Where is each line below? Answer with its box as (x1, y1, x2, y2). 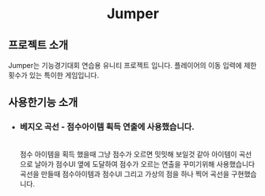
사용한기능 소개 (8, 96, 78, 109)
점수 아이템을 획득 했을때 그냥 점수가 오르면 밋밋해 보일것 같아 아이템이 (19, 149, 237, 159)
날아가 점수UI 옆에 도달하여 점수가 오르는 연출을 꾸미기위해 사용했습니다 (34, 159, 256, 168)
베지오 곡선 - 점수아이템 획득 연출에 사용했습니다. (19, 122, 195, 133)
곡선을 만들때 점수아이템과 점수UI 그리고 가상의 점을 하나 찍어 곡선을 (19, 169, 229, 179)
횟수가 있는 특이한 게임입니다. (8, 70, 100, 80)
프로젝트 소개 (8, 38, 69, 51)
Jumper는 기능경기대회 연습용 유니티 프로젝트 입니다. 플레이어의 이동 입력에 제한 (8, 61, 257, 70)
